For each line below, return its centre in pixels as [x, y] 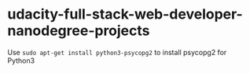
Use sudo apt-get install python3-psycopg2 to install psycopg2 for [117, 52]
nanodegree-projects [79, 31]
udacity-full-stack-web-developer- [125, 14]
